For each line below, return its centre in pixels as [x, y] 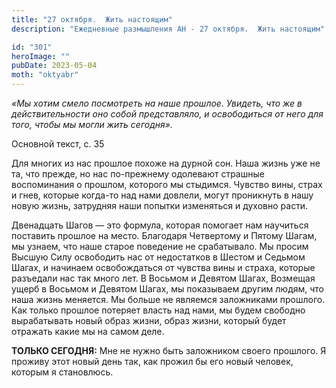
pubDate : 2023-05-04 [54, 66]
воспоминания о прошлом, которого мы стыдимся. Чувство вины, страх [167, 184]
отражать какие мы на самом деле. [88, 331]
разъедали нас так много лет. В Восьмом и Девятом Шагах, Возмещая [163, 278]
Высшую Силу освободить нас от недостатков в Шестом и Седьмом [158, 257]
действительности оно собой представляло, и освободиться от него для [167, 114]
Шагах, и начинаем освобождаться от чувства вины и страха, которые [163, 267]
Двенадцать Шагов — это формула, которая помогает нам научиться [160, 225]
